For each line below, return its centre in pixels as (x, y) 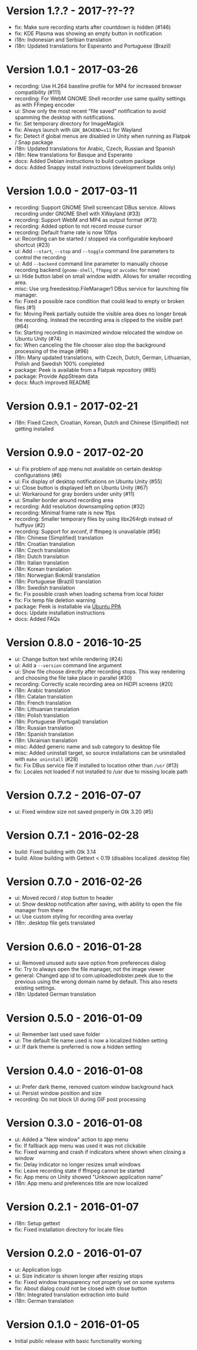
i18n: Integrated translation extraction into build (72, 1295)
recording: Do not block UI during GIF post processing (80, 1099)
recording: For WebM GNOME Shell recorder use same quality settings (100, 98)
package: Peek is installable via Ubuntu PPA (68, 606)
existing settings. (35, 988)
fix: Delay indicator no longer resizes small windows (78, 1165)
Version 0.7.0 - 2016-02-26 (74, 882)
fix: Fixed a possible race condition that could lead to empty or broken (99, 301)
